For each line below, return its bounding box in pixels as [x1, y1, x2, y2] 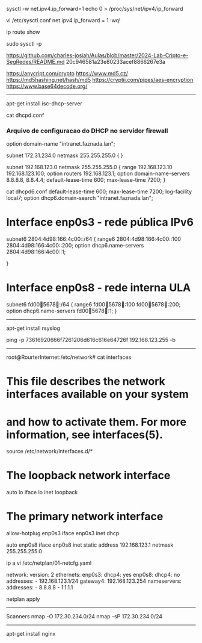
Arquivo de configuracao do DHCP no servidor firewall [6, 126, 168, 135]
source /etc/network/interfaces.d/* [6, 448, 93, 455]
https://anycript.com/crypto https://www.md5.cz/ [6, 70, 128, 77]
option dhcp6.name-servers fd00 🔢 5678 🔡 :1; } [6, 307, 117, 315]
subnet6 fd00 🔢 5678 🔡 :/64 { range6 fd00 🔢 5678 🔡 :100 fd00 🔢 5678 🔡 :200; [6, 301, 181, 308]
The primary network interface [6, 510, 164, 523]
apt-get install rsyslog [6, 325, 61, 332]
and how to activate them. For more [6, 415, 187, 429]
